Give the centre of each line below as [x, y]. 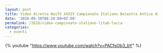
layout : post [18, 9]
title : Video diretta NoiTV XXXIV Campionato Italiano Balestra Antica [79, 14]
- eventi [18, 32]
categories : [17, 27]
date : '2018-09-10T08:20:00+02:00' [41, 18]
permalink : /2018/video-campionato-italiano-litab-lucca [64, 23]
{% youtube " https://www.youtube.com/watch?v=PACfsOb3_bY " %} [73, 46]
